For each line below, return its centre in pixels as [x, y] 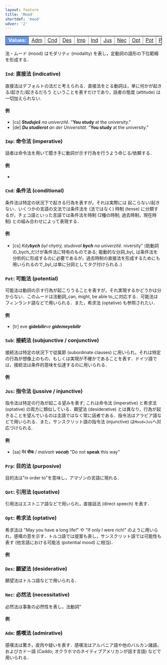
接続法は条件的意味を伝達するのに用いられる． [62, 364]
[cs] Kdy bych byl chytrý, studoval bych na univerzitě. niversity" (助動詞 [85, 246]
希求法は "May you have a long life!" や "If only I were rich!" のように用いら [82, 530]
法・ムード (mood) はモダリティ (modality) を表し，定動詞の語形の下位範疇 [82, 53]
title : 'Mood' [20, 14]
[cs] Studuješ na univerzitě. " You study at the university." [72, 122]
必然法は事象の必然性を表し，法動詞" [43, 607]
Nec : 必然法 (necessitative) [38, 595]
